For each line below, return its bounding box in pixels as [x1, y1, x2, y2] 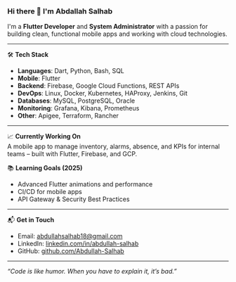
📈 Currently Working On [7, 132, 81, 141]
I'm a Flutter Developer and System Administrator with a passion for [7, 23, 209, 31]
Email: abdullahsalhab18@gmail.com [17, 232, 123, 241]
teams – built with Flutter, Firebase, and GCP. [7, 150, 138, 158]
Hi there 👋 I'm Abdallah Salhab [7, 6, 113, 16]
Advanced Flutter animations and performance [17, 180, 153, 188]
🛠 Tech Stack [7, 51, 49, 59]
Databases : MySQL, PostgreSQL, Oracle [17, 96, 136, 105]
